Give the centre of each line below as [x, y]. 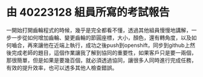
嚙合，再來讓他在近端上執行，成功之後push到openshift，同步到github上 [101, 45]
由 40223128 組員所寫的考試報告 [88, 12]
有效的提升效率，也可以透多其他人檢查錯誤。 [62, 67]
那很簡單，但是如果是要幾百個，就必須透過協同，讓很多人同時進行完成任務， [101, 60]
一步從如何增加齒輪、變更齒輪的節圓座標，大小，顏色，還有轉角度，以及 [101, 37]
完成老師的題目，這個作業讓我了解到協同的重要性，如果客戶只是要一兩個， [104, 52]
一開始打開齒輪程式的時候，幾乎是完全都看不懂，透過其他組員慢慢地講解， [99, 30]
